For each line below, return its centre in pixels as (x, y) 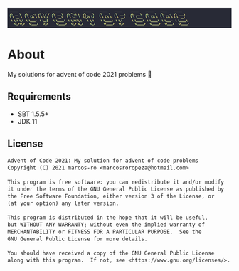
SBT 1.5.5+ (33, 114)
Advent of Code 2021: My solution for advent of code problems (103, 161)
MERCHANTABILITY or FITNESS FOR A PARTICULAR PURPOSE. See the (105, 232)
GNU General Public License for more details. (78, 239)
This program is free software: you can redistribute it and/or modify (116, 182)
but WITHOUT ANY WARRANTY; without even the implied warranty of (106, 225)
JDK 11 (27, 121)
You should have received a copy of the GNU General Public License (111, 253)
